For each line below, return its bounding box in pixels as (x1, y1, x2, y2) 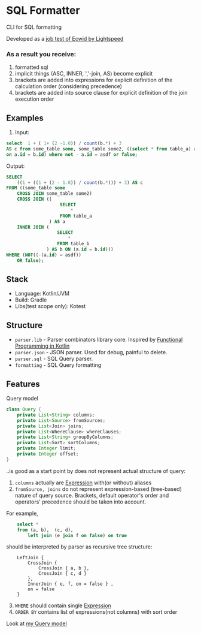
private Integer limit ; (17, 445, 77, 451)
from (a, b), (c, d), (17, 527, 74, 533)
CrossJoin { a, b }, (38, 565, 90, 571)
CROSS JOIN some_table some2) (17, 191, 93, 197)
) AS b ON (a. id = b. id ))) (46, 246, 114, 252)
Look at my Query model (6, 620, 67, 627)
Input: (14, 129, 30, 136)
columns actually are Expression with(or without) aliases (14, 479, 152, 486)
